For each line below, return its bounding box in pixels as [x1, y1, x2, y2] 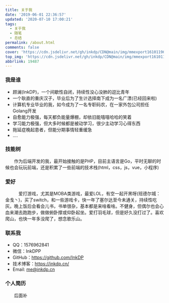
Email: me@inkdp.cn [12, 266, 55, 272]
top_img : [5, 54, 24, 59]
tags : [5, 21, 17, 27]
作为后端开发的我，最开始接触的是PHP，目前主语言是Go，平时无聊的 [14, 158, 157, 164]
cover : [5, 49, 19, 54]
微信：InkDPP [12, 248, 41, 254]
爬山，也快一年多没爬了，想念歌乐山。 [5, 216, 84, 222]
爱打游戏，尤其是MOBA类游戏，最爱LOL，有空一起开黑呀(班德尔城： [18, 191, 161, 197]
